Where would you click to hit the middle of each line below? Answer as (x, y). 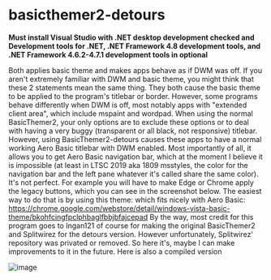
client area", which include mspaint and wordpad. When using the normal (131, 113)
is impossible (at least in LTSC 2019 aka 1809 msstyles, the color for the (129, 165)
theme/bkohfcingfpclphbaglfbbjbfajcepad (78, 217)
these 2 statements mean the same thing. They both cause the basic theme (135, 88)
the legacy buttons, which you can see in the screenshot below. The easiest (135, 191)
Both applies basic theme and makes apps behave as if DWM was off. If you (135, 70)
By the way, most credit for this (202, 217)
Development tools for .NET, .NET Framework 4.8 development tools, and (135, 45)
